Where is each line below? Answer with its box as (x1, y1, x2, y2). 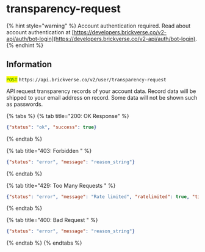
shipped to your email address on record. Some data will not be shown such (6, 94, 198, 101)
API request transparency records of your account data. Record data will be (6, 87, 196, 95)
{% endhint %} (6, 42, 44, 49)
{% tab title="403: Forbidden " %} (6, 147, 92, 154)
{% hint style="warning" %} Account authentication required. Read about (6, 22, 191, 29)
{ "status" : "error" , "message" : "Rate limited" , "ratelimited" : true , (6, 193, 190, 200)
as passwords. (6, 100, 43, 108)
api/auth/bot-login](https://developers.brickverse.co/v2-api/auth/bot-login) (6, 35, 196, 42)
